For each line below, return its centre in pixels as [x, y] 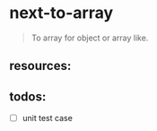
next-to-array [61, 13]
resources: [40, 66]
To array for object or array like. [90, 38]
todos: [28, 96]
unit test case [48, 118]
